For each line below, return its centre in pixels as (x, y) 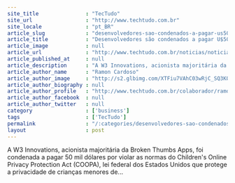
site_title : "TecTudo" (64, 14)
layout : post (56, 130)
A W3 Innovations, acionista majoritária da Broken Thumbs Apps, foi (106, 150)
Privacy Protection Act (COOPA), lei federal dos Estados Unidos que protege (117, 165)
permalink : (48, 124)
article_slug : (48, 33)
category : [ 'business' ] (69, 111)
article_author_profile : (48, 91)
